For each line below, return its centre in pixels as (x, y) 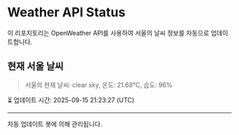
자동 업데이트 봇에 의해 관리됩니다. (55, 124)
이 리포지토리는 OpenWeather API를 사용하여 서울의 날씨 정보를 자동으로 (108, 33)
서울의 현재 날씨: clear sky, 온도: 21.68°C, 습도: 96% (99, 85)
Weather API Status (67, 12)
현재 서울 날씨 (36, 66)
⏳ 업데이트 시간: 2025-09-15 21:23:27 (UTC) (71, 99)
